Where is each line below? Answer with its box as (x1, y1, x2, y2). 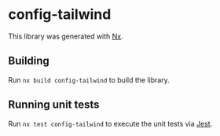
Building (8, 54, 49, 68)
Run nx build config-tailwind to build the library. (8, 75, 170, 84)
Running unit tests (8, 98, 100, 112)
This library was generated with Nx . (8, 31, 123, 41)
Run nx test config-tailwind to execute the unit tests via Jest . (8, 119, 213, 128)
